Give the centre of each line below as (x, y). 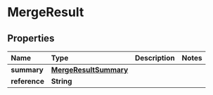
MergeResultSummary (90, 70)
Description (155, 58)
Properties (31, 38)
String (62, 81)
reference (27, 81)
